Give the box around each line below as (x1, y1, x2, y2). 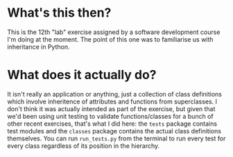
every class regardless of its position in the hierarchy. (7, 141, 160, 150)
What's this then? (7, 5, 112, 21)
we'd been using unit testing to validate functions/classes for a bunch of (7, 112, 214, 120)
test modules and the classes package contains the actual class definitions (7, 126, 222, 135)
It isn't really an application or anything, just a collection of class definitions (7, 90, 222, 98)
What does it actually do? (7, 67, 157, 83)
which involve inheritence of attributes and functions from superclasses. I (7, 97, 217, 106)
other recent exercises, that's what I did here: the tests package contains (7, 119, 217, 128)
